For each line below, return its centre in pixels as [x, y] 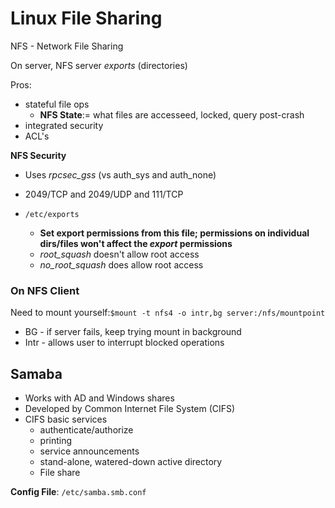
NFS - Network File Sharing [67, 46]
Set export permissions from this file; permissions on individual [174, 233]
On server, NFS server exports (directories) [99, 65]
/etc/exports [52, 214]
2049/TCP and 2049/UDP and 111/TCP [104, 194]
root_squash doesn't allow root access [119, 254]
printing [56, 441]
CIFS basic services [66, 419]
